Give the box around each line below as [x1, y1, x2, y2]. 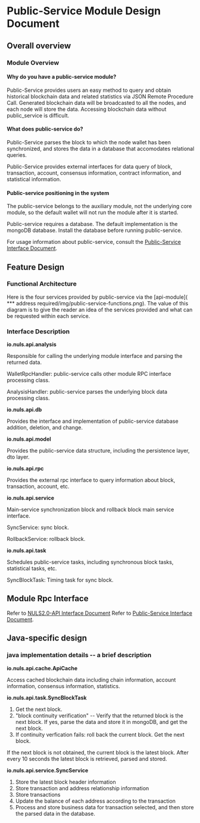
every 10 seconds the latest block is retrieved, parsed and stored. [7, 755, 167, 762]
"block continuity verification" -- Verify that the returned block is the [15, 711, 183, 719]
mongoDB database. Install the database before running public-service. [7, 227, 183, 234]
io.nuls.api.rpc [7, 465, 44, 472]
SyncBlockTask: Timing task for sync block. [7, 577, 114, 584]
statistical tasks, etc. [7, 565, 57, 572]
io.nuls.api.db [7, 406, 42, 413]
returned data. [7, 359, 42, 366]
